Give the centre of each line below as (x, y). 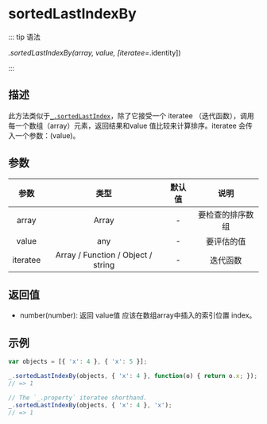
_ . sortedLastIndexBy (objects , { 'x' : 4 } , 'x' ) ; (90, 405)
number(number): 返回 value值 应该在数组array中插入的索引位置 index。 (138, 315)
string (104, 264)
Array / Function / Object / (104, 255)
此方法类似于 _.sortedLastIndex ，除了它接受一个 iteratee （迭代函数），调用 (131, 115)
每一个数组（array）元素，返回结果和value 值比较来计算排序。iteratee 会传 (130, 125)
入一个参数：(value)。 (44, 135)
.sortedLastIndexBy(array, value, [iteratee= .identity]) (95, 52)
